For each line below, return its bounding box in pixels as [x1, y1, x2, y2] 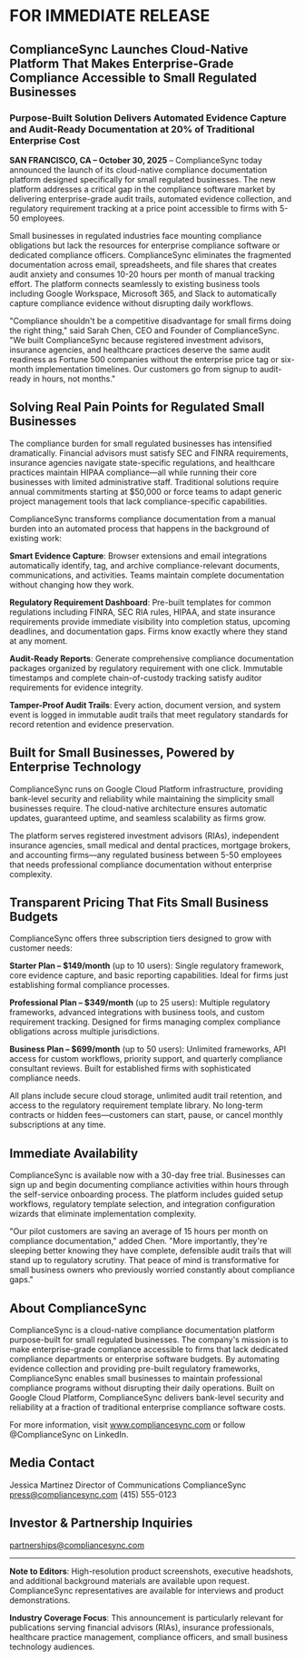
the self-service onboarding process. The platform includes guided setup [9, 1189, 284, 1200]
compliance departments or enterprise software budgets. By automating [9, 1353, 280, 1364]
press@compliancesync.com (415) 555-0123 [9, 1488, 177, 1499]
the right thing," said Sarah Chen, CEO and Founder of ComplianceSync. [9, 324, 280, 336]
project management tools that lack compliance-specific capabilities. [9, 496, 268, 507]
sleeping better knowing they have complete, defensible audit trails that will [9, 1245, 292, 1256]
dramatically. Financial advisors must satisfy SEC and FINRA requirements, [9, 447, 289, 459]
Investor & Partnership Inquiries [9, 1516, 193, 1531]
